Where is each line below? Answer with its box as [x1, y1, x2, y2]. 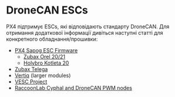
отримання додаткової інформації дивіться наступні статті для [6, 29, 163, 36]
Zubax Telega [14, 65, 48, 72]
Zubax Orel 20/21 [23, 53, 66, 60]
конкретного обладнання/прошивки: [6, 35, 98, 42]
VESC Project [14, 78, 48, 85]
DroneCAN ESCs [6, 4, 88, 17]
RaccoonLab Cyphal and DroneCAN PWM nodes [14, 84, 132, 91]
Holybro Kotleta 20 [23, 59, 69, 66]
